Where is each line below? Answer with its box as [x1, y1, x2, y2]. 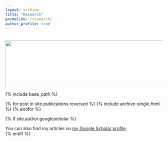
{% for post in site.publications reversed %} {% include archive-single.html [5, 101, 160, 107]
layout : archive [5, 7, 39, 12]
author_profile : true [5, 21, 50, 26]
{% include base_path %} [5, 91, 58, 97]
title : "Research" [5, 12, 43, 17]
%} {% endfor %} [5, 106, 41, 112]
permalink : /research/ [5, 16, 52, 21]
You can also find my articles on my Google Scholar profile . [5, 126, 127, 132]
